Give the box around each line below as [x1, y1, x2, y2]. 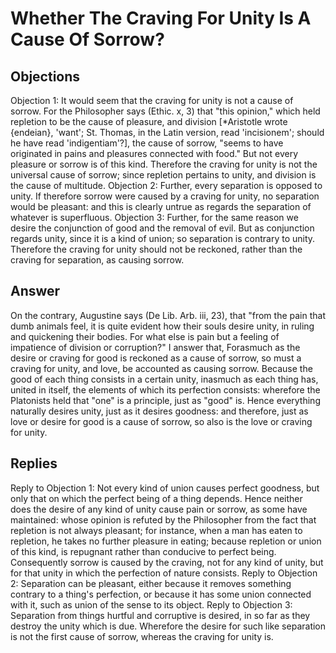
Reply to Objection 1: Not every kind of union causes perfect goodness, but [10, 482, 320, 494]
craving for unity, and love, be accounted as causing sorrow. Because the [10, 362, 313, 374]
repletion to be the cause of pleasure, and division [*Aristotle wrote [10, 116, 288, 127]
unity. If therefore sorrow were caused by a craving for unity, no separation [10, 190, 320, 202]
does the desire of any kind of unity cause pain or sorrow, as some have [10, 503, 308, 515]
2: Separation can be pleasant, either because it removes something [10, 577, 292, 589]
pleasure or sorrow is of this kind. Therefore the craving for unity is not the [10, 158, 318, 170]
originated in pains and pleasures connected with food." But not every [10, 148, 299, 159]
